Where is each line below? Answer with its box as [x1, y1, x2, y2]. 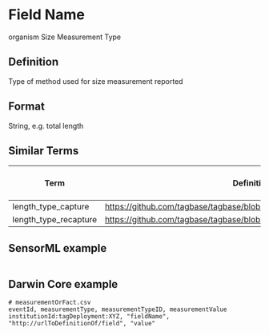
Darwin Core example [8, 277, 118, 291]
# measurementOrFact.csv [8, 298, 91, 306]
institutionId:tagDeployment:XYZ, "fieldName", [8, 313, 171, 321]
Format [8, 100, 46, 114]
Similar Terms [8, 144, 79, 158]
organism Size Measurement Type [8, 32, 122, 42]
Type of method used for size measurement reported [8, 76, 183, 86]
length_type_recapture [12, 214, 98, 225]
